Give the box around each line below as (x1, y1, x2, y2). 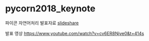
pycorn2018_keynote (5, 3, 96, 14)
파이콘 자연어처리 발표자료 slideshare (5, 20, 79, 26)
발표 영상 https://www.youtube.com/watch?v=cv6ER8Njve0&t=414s (5, 30, 144, 36)
